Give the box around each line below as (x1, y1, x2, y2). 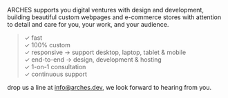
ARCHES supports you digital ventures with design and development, (7, 6, 204, 14)
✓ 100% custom (23, 41, 70, 49)
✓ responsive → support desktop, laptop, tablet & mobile (23, 48, 187, 56)
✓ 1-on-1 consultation (23, 63, 86, 71)
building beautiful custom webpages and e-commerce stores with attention (7, 13, 222, 21)
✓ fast (23, 34, 43, 42)
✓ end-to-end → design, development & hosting (23, 56, 162, 64)
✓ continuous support (23, 70, 88, 78)
